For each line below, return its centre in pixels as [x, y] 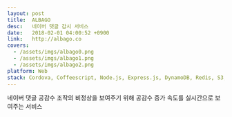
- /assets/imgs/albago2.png [54, 65]
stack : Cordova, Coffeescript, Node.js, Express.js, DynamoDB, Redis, [111, 77]
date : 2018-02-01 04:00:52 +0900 [58, 33]
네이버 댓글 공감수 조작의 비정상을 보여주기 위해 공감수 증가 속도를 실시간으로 [110, 98]
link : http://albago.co [44, 39]
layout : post [26, 13]
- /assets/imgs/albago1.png [54, 58]
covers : [18, 45]
